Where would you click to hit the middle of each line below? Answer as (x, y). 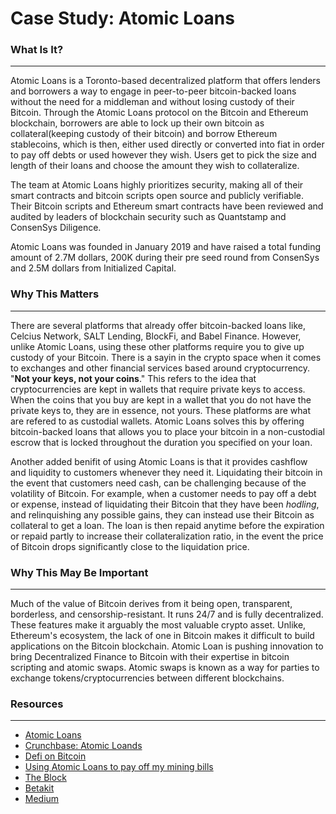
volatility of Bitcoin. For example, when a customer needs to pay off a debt (163, 493)
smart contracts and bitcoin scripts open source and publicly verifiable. (157, 196)
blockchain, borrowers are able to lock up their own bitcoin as (137, 123)
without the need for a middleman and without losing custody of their (152, 102)
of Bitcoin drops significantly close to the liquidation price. (130, 546)
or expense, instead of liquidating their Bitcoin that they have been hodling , (165, 504)
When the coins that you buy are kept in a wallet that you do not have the (161, 399)
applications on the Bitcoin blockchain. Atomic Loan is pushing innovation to (167, 646)
